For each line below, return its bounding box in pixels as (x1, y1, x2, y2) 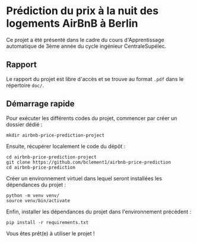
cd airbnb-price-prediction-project (6, 154, 97, 160)
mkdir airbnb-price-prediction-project (6, 132, 105, 138)
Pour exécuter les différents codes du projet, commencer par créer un (6, 114, 177, 122)
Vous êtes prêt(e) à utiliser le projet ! (6, 229, 95, 237)
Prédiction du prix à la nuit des (6, 4, 159, 18)
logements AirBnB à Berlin (6, 17, 138, 30)
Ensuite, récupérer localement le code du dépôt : (6, 142, 126, 150)
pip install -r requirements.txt (6, 219, 89, 225)
